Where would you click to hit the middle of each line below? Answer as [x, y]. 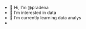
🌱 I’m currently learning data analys [45, 18]
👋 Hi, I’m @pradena [29, 7]
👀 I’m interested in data [33, 13]
